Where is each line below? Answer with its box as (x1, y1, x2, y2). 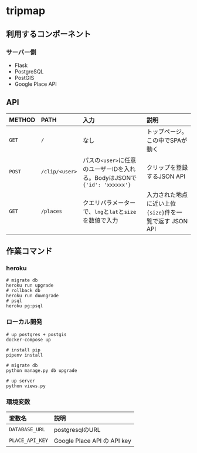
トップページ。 (146, 127, 188, 136)
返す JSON (158, 217, 188, 225)
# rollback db (6, 288, 41, 294)
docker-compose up (6, 337, 51, 343)
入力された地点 (146, 190, 188, 199)
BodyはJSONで (94, 173, 137, 182)
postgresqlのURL (53, 425, 101, 434)
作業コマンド (6, 246, 53, 256)
